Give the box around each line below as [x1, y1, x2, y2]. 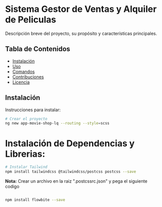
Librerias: [5, 148, 46, 159]
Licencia [12, 79, 30, 85]
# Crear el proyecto [5, 116, 48, 121]
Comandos [12, 69, 35, 74]
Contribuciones [12, 73, 44, 80]
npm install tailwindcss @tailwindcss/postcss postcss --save [5, 169, 136, 174]
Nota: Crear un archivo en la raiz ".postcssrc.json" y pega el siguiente [5, 178, 148, 184]
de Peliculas [5, 14, 56, 25]
